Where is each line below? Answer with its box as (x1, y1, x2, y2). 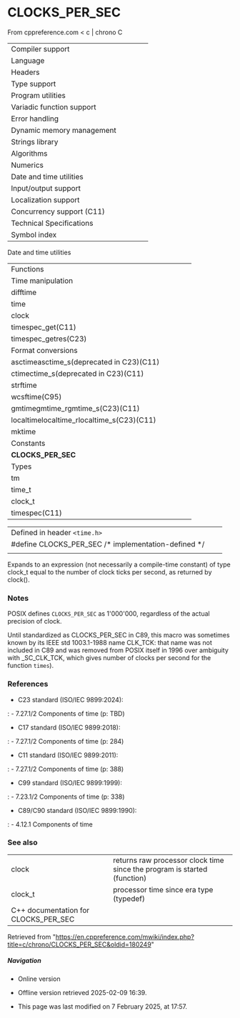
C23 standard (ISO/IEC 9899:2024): (17, 695, 124, 704)
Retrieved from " (7, 932, 56, 941)
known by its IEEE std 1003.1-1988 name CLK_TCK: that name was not (7, 639, 213, 647)
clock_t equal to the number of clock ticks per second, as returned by (7, 567, 212, 576)
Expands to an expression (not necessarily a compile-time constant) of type (7, 560, 231, 569)
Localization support (11, 194, 80, 204)
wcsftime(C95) (11, 391, 62, 401)
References (7, 679, 49, 689)
